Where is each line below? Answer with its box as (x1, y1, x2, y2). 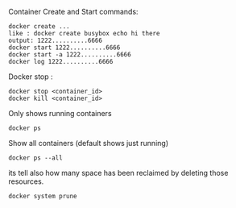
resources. (8, 177, 44, 186)
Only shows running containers (8, 109, 112, 118)
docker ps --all (8, 154, 63, 162)
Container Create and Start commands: (8, 7, 139, 16)
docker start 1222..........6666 (8, 44, 121, 52)
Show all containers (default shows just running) (8, 139, 169, 148)
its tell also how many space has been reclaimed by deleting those (8, 168, 229, 177)
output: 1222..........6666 (8, 36, 103, 44)
